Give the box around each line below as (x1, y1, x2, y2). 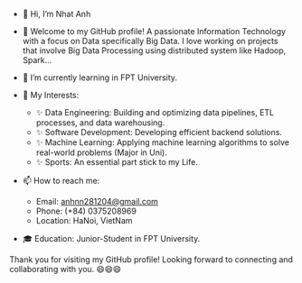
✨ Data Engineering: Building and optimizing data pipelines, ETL (35, 107, 275, 117)
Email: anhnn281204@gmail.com (35, 196, 158, 206)
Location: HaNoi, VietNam (35, 215, 133, 225)
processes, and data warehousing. (35, 117, 165, 128)
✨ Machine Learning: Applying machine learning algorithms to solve (35, 137, 289, 148)
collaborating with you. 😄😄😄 (9, 264, 122, 274)
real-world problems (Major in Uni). (35, 147, 167, 158)
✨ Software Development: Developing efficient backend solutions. (35, 127, 283, 137)
